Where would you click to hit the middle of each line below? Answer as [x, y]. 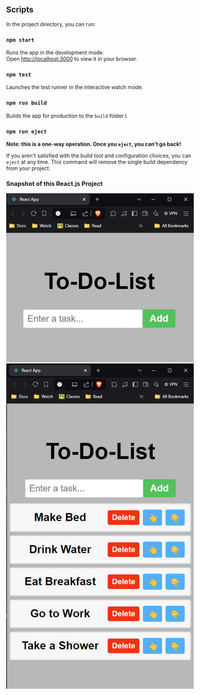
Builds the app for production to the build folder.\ [67, 116]
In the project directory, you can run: [51, 24]
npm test [19, 75]
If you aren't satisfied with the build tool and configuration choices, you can [99, 155]
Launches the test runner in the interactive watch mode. [75, 87]
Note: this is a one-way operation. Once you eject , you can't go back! [94, 144]
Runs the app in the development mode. [55, 52]
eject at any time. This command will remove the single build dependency [97, 162]
